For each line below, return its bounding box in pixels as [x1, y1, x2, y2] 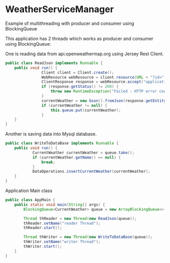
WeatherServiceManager [5, 4, 114, 15]
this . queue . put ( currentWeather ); [50, 107, 121, 112]
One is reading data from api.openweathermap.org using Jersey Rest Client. [5, 51, 164, 57]
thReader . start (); [23, 226, 62, 231]
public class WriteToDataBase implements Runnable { [5, 141, 119, 146]
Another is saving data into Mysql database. [5, 131, 97, 137]
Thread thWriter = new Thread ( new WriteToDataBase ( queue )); [23, 235, 153, 240]
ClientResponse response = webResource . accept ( [41, 80, 144, 85]
